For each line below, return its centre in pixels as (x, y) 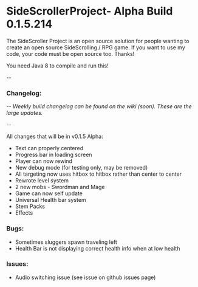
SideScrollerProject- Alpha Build (90, 11)
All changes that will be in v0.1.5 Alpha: (55, 137)
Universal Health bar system (50, 200)
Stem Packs (30, 206)
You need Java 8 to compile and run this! (57, 66)
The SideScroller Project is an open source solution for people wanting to (98, 41)
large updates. (25, 113)
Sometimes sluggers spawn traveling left (66, 242)
